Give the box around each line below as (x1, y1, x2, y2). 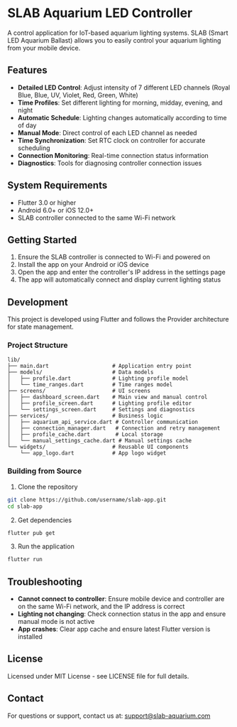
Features (7, 64, 48, 76)
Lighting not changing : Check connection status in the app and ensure (17, 610, 226, 618)
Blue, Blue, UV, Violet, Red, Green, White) (17, 90, 138, 99)
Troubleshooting (7, 575, 83, 588)
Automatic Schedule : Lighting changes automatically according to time (17, 113, 227, 122)
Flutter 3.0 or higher (17, 198, 77, 207)
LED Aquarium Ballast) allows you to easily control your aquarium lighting (7, 36, 221, 44)
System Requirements (7, 179, 108, 191)
